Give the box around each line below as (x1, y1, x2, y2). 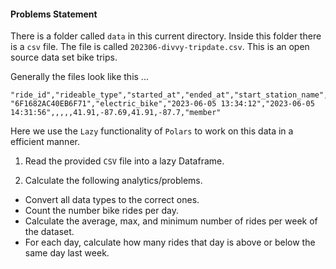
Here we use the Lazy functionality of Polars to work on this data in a (10, 125, 294, 137)
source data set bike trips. (10, 51, 118, 64)
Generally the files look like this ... (10, 71, 149, 83)
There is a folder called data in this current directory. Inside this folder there (10, 30, 322, 42)
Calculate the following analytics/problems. (24, 175, 203, 187)
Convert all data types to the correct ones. (24, 194, 200, 206)
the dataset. (24, 226, 75, 238)
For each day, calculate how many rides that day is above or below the (24, 236, 316, 249)
